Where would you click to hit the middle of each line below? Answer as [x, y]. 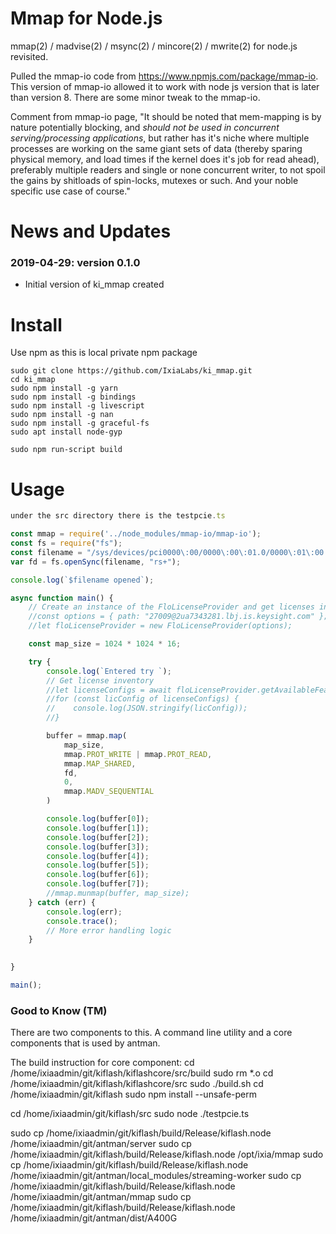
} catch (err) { [62, 902]
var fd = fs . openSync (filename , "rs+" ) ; [96, 562]
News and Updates [91, 231]
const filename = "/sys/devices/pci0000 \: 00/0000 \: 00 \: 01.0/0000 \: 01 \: [162, 552]
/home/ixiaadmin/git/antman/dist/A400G [94, 1218]
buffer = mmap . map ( [87, 736]
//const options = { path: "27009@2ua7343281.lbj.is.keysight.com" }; [178, 617]
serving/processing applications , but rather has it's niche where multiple [160, 138]
